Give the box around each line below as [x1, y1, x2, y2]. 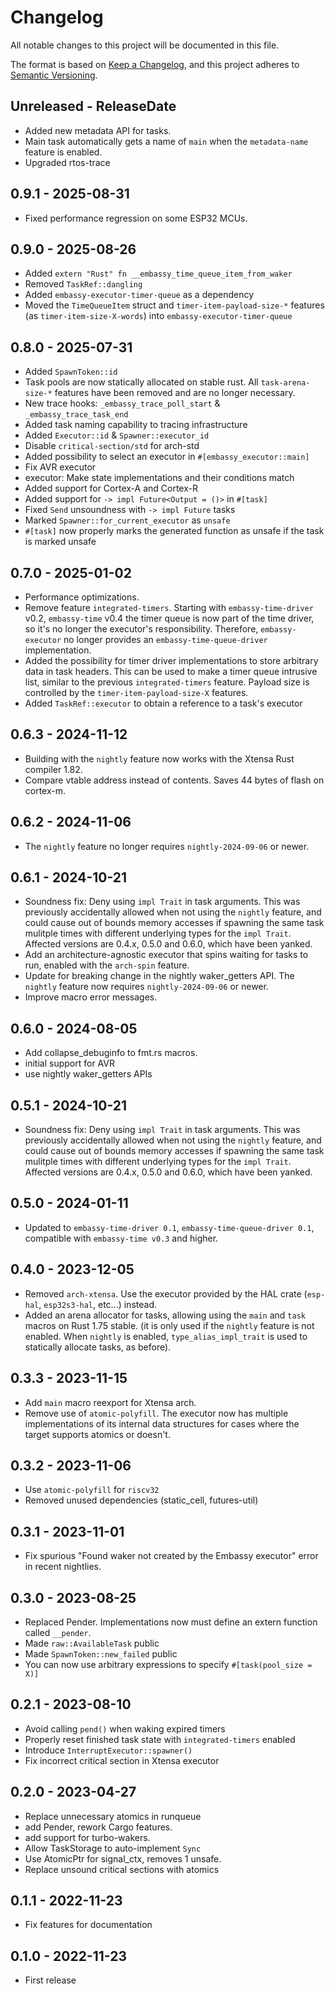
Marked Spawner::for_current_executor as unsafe [24, 514, 231, 526]
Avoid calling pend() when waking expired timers [24, 1722, 226, 1735]
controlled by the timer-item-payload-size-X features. [24, 687, 249, 698]
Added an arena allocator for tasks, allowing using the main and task [24, 1309, 306, 1321]
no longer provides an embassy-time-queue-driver [63, 634, 268, 645]
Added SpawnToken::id [24, 366, 118, 378]
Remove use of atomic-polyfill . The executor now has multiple [24, 1407, 289, 1419]
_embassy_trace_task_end [24, 410, 129, 420]
